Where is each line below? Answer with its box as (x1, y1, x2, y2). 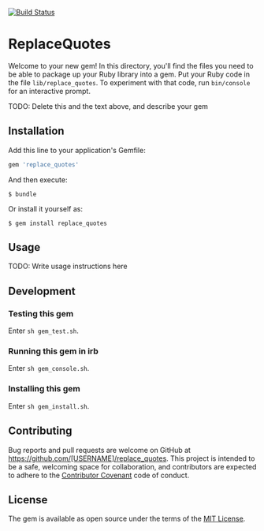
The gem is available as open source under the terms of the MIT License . (8, 514, 246, 524)
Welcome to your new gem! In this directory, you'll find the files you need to (8, 61, 254, 70)
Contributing (8, 424, 73, 438)
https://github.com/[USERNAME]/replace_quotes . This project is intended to (8, 454, 255, 463)
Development (8, 284, 76, 297)
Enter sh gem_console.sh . (8, 364, 90, 373)
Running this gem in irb (8, 346, 99, 357)
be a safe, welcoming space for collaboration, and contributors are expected (8, 462, 257, 471)
